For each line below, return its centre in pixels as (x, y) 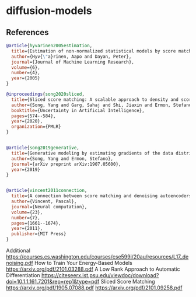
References (27, 32)
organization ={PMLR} (36, 127)
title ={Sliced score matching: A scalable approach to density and (95, 99)
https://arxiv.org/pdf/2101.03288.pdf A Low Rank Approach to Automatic (93, 269)
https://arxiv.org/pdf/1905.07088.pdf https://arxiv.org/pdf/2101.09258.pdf (94, 288)
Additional (18, 250)
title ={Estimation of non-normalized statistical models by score (94, 51)
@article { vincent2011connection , (47, 191)
